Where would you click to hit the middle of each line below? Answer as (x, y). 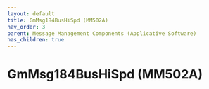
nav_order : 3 (26, 27)
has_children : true (36, 40)
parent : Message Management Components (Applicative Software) (102, 33)
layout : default (31, 14)
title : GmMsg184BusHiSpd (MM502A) (58, 20)
